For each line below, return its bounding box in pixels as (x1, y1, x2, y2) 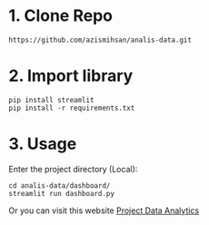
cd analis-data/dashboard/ (8, 181, 111, 191)
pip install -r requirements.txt (8, 103, 135, 112)
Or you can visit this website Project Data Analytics (8, 205, 200, 216)
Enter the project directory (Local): (8, 163, 138, 174)
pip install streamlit (8, 95, 95, 104)
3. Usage (8, 133, 77, 154)
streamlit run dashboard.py (8, 189, 115, 198)
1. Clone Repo (8, 5, 113, 26)
